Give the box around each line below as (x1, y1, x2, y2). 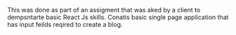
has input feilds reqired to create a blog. (7, 21, 123, 28)
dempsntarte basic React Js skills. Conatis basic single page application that (7, 13, 229, 21)
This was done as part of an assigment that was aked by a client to (7, 6, 201, 14)
